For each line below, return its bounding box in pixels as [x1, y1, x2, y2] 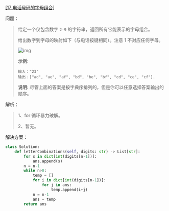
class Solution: [5, 144, 40, 150]
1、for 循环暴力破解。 [17, 112, 63, 118]
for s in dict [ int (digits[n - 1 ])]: [23, 154, 97, 159]
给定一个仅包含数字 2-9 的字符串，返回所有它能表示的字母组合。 [17, 26, 153, 32]
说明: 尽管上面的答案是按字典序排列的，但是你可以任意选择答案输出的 [17, 84, 164, 90]
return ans [23, 201, 47, 206]
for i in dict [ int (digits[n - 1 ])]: [32, 178, 106, 183]
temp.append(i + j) [51, 187, 88, 192]
